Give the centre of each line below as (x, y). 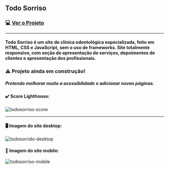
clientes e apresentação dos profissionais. (51, 58)
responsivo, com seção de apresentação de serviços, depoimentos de (80, 53)
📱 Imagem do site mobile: (32, 150)
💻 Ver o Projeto (25, 23)
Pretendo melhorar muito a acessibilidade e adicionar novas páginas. (80, 83)
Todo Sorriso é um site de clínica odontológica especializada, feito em (80, 42)
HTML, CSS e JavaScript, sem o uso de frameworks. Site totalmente (77, 48)
